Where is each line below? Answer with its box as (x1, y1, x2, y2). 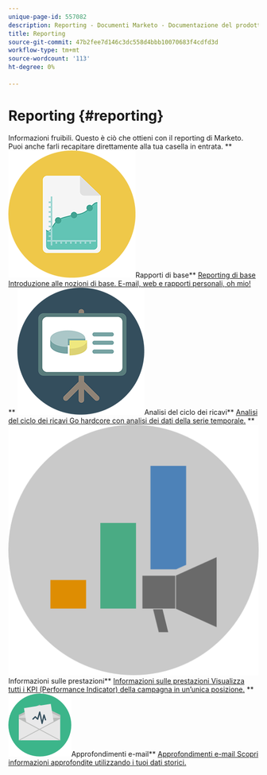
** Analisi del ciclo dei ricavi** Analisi (8, 407, 258, 417)
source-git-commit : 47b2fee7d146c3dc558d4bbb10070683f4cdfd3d (8, 38, 219, 46)
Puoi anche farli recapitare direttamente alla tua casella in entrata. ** (8, 141, 233, 151)
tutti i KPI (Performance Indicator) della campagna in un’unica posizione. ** (8, 684, 254, 694)
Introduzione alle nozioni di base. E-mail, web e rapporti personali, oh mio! (8, 278, 252, 288)
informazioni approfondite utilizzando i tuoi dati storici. (8, 758, 187, 767)
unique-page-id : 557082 (8, 13, 87, 21)
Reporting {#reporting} (8, 107, 164, 125)
